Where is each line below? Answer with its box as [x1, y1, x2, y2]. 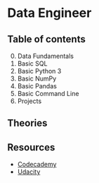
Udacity [17, 167, 41, 176]
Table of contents [7, 33, 86, 45]
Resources [7, 141, 55, 153]
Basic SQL [17, 59, 48, 68]
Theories [7, 117, 48, 129]
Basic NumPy [17, 74, 57, 83]
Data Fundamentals [17, 52, 74, 60]
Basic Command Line [17, 90, 79, 98]
